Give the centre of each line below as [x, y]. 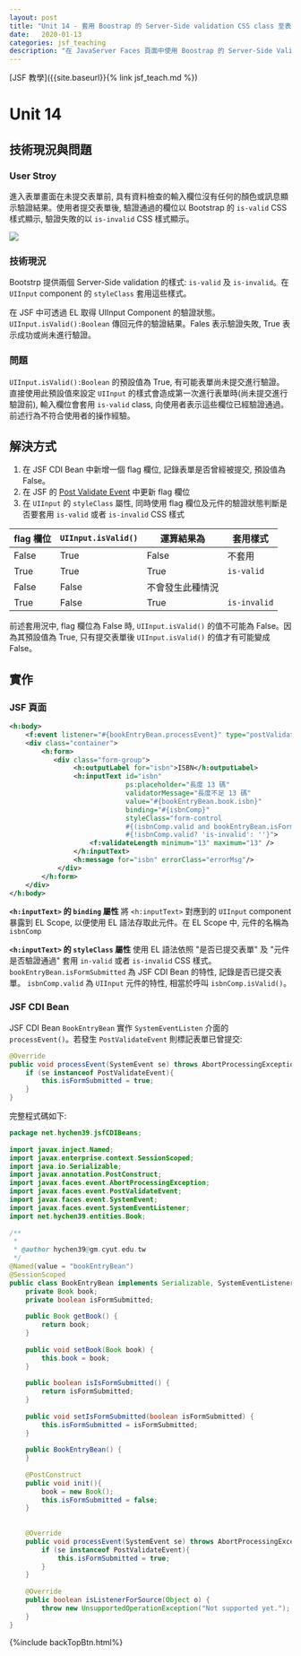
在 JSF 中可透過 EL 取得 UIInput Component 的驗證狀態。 [115, 313]
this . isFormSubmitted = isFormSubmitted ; [120, 1425]
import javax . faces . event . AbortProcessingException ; [110, 1183]
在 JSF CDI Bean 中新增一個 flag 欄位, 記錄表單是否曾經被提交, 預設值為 [154, 470]
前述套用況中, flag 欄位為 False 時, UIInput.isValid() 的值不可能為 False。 [146, 626]
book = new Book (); [78, 1491]
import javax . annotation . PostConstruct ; [86, 1175]
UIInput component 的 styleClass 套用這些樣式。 [100, 293]
